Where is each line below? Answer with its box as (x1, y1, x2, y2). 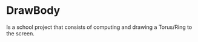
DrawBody (6, 4, 61, 17)
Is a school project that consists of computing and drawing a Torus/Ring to (6, 23, 193, 31)
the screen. (6, 29, 35, 37)
